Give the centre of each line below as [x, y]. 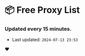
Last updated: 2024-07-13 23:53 [45, 40]
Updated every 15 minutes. [38, 29]
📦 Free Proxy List [42, 10]
